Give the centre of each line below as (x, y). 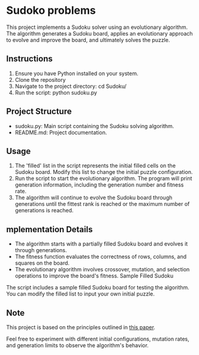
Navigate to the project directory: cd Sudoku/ (71, 86)
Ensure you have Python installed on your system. (77, 73)
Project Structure (39, 112)
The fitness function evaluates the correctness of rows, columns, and (101, 257)
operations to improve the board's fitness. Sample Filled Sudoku (94, 276)
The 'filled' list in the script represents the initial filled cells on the (95, 165)
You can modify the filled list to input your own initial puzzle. (80, 294)
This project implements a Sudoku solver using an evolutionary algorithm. (97, 27)
